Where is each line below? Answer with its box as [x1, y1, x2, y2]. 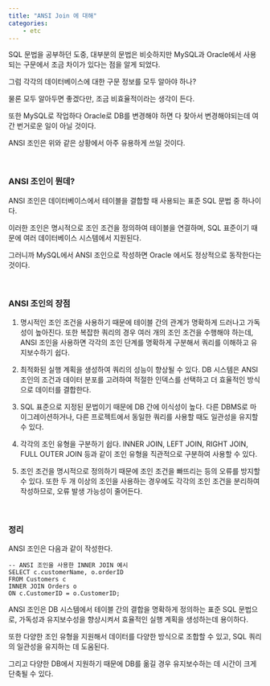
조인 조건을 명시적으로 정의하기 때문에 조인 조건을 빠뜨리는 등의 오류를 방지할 [19, 466, 261, 475]
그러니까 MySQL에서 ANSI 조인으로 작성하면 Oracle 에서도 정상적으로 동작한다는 [8, 250, 262, 260]
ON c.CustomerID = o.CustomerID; [8, 589, 121, 598]
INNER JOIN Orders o [8, 582, 78, 591]
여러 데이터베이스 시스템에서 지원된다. [22, 232, 142, 242]
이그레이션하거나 [19, 412, 72, 421]
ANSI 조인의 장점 [8, 298, 71, 309]
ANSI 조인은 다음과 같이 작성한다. [8, 544, 113, 553]
